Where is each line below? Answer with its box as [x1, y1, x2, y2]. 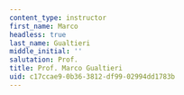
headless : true [9, 30, 67, 39]
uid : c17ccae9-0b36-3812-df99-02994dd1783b [9, 72, 176, 81]
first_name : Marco [9, 22, 78, 31]
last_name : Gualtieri [9, 38, 91, 48]
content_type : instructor [9, 13, 106, 23]
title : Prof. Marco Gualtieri [9, 64, 124, 73]
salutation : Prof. [9, 55, 78, 64]
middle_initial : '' [9, 47, 83, 56]
